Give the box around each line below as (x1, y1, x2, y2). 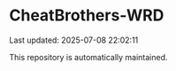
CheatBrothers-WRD (9, 5, 165, 26)
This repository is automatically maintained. (9, 51, 168, 62)
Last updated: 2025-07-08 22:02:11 (9, 35, 139, 45)
